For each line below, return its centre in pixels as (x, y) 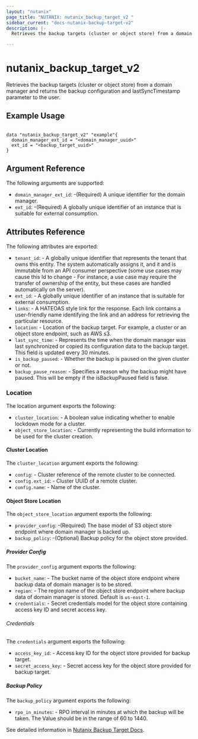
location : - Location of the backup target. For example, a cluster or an (100, 327)
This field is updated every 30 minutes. (63, 352)
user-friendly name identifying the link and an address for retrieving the (102, 315)
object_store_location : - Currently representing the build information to (103, 430)
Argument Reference (46, 169)
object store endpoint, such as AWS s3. (63, 334)
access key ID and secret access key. (60, 610)
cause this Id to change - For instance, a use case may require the (95, 277)
